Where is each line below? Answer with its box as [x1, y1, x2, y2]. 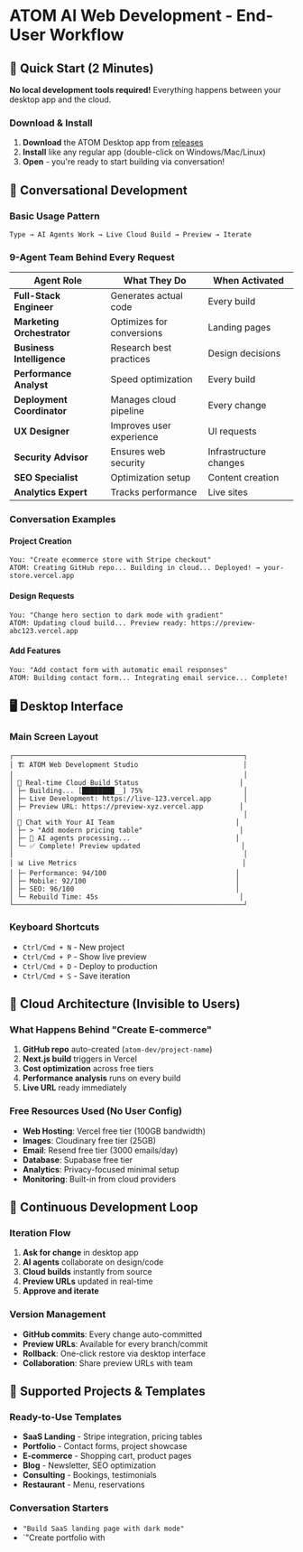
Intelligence [14, 353, 66, 366]
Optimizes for [110, 315, 169, 328]
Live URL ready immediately [22, 1082, 128, 1093]
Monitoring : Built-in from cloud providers [22, 1173, 177, 1184]
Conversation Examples [9, 513, 116, 526]
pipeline [110, 405, 144, 417]
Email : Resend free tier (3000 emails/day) [22, 1145, 179, 1155]
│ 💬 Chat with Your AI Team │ [9, 818, 241, 827]
